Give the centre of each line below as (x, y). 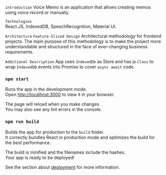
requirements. (19, 52)
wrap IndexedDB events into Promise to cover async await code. (70, 67)
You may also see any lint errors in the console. (53, 109)
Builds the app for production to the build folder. (55, 132)
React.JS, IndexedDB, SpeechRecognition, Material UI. (61, 26)
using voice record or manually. (37, 12)
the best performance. (28, 142)
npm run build (22, 122)
